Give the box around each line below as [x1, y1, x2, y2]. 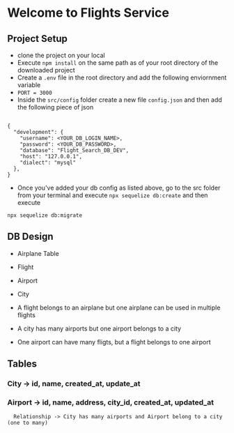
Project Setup [7, 33, 68, 45]
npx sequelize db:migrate [7, 212, 82, 219]
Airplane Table [17, 249, 59, 257]
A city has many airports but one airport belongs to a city [17, 324, 182, 333]
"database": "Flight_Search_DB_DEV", [19, 147, 130, 154]
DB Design [7, 231, 54, 243]
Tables [7, 358, 37, 370]
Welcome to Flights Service [7, 5, 169, 21]
